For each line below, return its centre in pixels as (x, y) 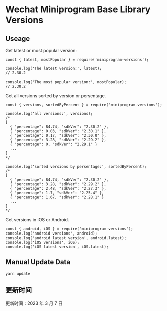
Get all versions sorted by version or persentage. (56, 96)
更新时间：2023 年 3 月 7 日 (34, 303)
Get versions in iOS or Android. (37, 220)
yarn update (18, 274)
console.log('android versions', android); (51, 234)
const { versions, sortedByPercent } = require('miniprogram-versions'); (84, 105)
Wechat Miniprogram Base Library (78, 9)
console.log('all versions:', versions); (49, 114)
